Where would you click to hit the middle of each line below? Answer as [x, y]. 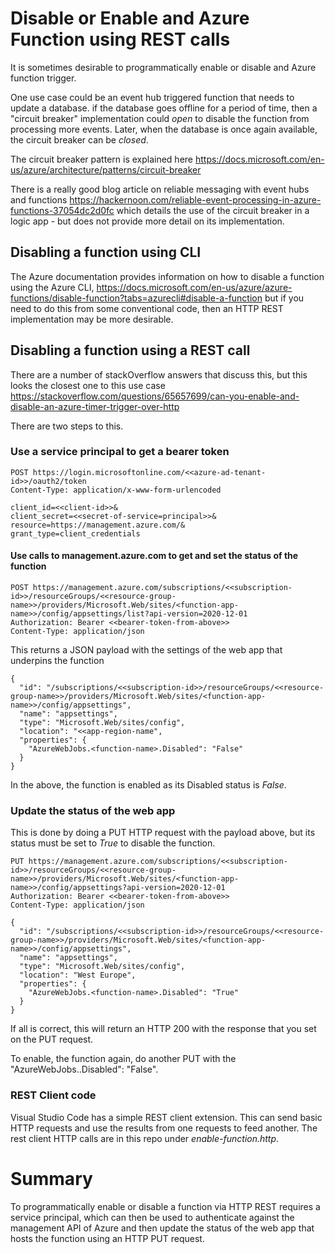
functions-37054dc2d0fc [62, 210]
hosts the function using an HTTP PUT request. [107, 1238]
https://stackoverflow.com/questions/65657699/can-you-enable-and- [155, 396]
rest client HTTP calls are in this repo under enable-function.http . [145, 1138]
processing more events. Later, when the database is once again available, [164, 129]
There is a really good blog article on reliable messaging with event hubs [160, 189]
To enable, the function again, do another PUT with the [123, 1059]
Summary [51, 1178]
